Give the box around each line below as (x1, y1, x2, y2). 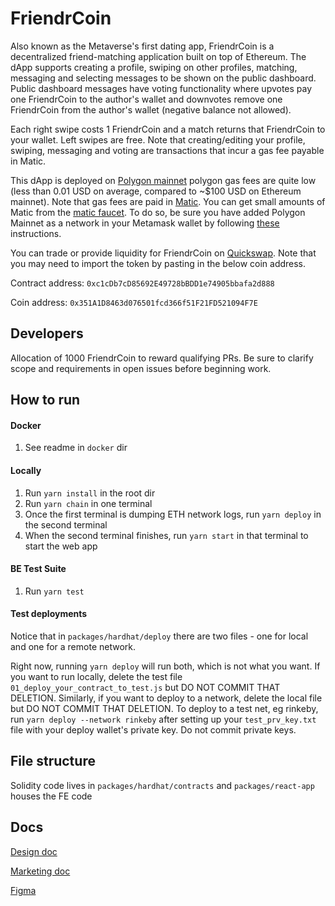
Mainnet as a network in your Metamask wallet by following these (10, 217, 280, 229)
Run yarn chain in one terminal (24, 497, 153, 509)
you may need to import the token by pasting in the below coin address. (10, 257, 307, 269)
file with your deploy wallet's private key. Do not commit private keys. (10, 723, 297, 736)
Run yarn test (24, 585, 85, 597)
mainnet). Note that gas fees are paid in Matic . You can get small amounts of (10, 195, 326, 207)
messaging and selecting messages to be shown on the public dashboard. (10, 72, 317, 84)
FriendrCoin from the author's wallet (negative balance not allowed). (10, 103, 292, 116)
